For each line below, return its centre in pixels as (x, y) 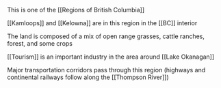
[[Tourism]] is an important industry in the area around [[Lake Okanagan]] (111, 57)
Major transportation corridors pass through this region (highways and (106, 70)
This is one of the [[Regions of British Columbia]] (76, 10)
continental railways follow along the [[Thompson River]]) (88, 77)
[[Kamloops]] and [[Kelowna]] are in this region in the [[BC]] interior (102, 23)
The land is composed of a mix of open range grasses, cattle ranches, (106, 36)
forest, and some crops (40, 43)
